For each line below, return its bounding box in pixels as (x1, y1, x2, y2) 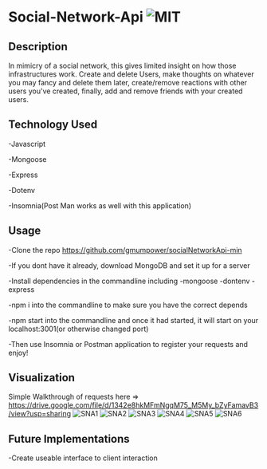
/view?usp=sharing (8, 409, 72, 419)
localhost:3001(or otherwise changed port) (8, 324, 149, 333)
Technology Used (8, 118, 98, 132)
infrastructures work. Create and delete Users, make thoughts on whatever (8, 69, 254, 79)
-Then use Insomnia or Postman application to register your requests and (8, 339, 249, 349)
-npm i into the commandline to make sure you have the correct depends (8, 300, 249, 309)
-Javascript (8, 139, 46, 148)
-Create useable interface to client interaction (8, 453, 158, 463)
